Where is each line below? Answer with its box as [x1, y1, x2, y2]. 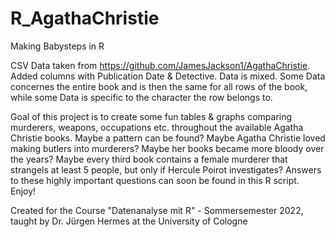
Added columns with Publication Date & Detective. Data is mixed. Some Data [10, 70, 326, 82]
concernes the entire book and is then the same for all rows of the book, [10, 80, 308, 92]
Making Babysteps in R [10, 40, 105, 52]
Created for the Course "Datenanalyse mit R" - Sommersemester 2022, [10, 204, 304, 216]
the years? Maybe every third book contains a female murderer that [10, 153, 288, 165]
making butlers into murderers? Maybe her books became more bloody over [10, 142, 325, 154]
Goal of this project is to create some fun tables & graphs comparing [10, 110, 293, 122]
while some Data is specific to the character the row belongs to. [10, 91, 273, 103]
